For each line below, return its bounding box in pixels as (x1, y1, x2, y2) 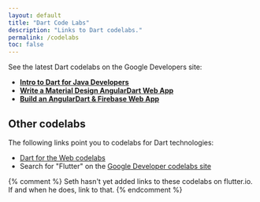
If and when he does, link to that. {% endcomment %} (8, 185, 183, 194)
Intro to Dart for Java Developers (19, 78, 129, 87)
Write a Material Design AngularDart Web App (19, 86, 174, 95)
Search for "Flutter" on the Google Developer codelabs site (19, 161, 211, 171)
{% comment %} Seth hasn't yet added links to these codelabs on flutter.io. (8, 176, 254, 185)
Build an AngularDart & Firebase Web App (19, 94, 160, 104)
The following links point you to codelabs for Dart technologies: (8, 138, 214, 147)
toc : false (8, 41, 44, 49)
